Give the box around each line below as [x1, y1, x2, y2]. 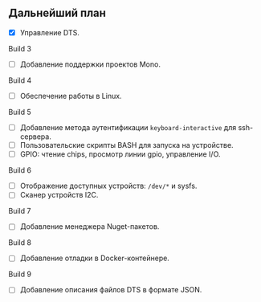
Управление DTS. [19, 27, 80, 37]
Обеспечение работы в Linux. [19, 91, 122, 100]
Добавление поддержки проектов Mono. [19, 59, 161, 69]
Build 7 [8, 206, 31, 216]
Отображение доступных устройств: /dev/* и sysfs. [19, 181, 198, 191]
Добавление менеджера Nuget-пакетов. [19, 222, 160, 231]
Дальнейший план [8, 6, 107, 20]
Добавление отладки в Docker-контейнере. [19, 253, 170, 263]
